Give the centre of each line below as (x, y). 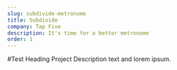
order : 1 (20, 40)
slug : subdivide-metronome (47, 14)
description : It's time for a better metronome (78, 33)
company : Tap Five (34, 26)
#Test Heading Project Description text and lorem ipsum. (89, 59)
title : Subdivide (33, 20)
